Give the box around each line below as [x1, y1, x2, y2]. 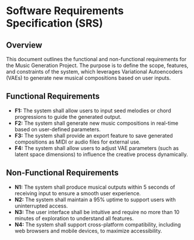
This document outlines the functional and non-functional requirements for [6, 56, 186, 62]
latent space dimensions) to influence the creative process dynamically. [14, 151, 188, 158]
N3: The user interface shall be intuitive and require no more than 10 [14, 208, 180, 215]
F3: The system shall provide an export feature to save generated [14, 132, 173, 139]
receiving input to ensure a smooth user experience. [14, 189, 141, 196]
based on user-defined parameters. [14, 125, 101, 133]
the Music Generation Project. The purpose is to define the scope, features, [6, 62, 189, 69]
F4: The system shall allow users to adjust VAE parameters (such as [14, 144, 179, 151]
